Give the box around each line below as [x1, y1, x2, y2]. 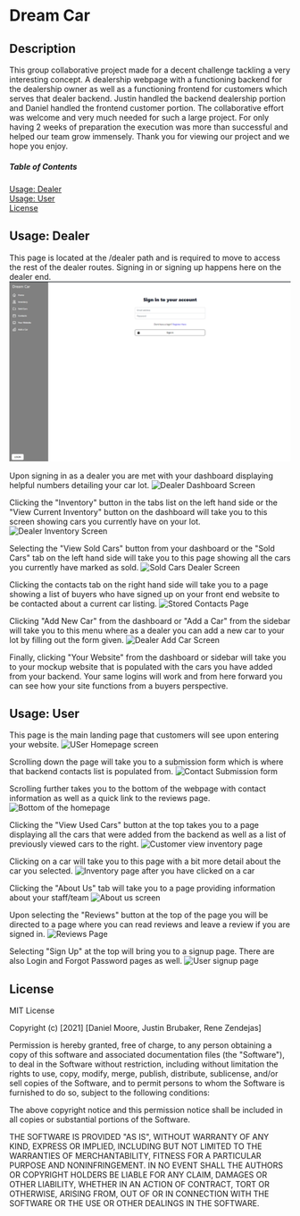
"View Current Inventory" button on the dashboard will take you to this [9, 506, 268, 517]
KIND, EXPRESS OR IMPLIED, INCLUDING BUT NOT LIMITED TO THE [9, 1141, 262, 1152]
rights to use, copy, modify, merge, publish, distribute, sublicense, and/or [9, 1068, 279, 1079]
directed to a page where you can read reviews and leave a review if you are [9, 919, 290, 930]
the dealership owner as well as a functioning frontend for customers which [9, 84, 287, 94]
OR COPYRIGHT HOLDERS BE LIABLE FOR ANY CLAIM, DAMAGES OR [9, 1170, 268, 1180]
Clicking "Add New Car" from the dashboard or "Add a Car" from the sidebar [9, 615, 291, 626]
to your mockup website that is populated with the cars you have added [9, 661, 273, 671]
